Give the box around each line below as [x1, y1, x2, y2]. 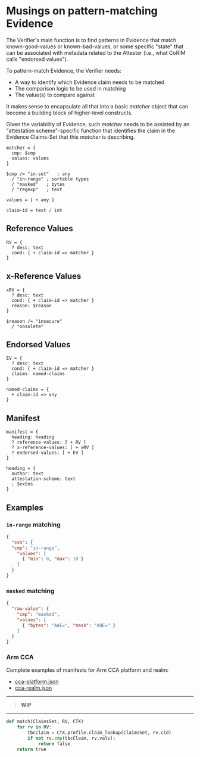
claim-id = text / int [6, 207, 62, 213]
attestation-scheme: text [11, 476, 76, 482]
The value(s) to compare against [14, 91, 95, 98]
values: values [11, 155, 49, 161]
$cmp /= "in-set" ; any [6, 171, 70, 177]
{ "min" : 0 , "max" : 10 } [21, 556, 84, 562]
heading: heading [11, 434, 55, 440]
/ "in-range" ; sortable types [11, 176, 89, 182]
